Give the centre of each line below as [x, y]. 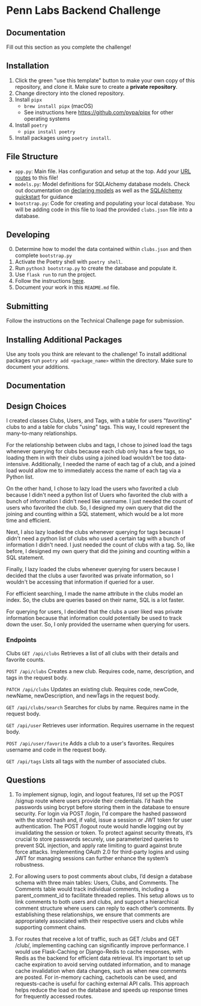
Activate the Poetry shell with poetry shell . [69, 262]
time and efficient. [28, 521]
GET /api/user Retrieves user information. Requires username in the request [100, 725]
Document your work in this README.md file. [67, 287]
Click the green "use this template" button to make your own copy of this [105, 80]
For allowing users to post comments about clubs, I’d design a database [104, 876]
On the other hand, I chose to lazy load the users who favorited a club [92, 489]
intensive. [18, 464]
